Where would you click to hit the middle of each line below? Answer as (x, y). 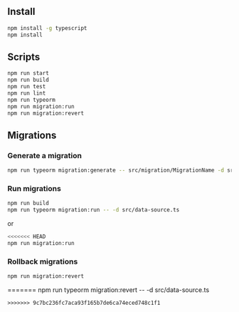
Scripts (24, 57)
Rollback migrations (43, 261)
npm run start (28, 73)
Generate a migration (44, 155)
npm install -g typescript (47, 28)
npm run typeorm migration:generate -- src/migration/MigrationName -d (116, 170)
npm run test (27, 87)
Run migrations (34, 188)
